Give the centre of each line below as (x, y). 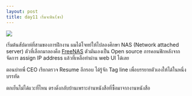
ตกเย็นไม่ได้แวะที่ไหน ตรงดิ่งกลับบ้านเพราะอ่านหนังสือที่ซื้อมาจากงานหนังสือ (78, 88)
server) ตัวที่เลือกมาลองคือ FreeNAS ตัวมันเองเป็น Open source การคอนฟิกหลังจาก (93, 51)
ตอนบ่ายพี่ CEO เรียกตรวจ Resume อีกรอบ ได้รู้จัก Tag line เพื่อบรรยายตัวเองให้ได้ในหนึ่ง (96, 69)
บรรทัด (13, 76)
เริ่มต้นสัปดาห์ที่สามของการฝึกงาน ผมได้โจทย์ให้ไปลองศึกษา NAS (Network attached (92, 44)
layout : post (22, 11)
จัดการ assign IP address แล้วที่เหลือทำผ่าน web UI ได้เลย (68, 58)
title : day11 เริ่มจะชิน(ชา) (35, 17)
